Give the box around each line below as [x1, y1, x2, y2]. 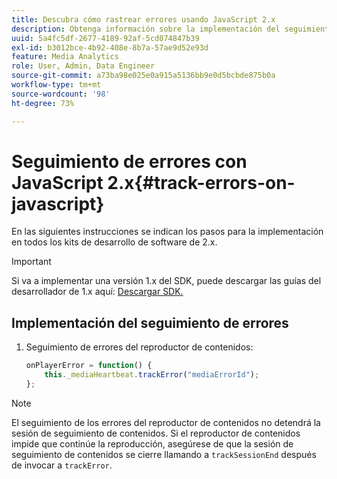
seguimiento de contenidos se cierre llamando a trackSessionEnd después [11, 448, 317, 460]
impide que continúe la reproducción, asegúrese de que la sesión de [11, 437, 294, 450]
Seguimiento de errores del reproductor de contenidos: [25, 341, 254, 353]
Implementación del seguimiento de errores [11, 314, 289, 331]
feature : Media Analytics [11, 52, 119, 62]
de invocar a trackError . [11, 459, 113, 471]
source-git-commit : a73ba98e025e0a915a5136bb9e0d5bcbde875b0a [11, 71, 276, 81]
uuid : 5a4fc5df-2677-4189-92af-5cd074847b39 [11, 33, 200, 43]
